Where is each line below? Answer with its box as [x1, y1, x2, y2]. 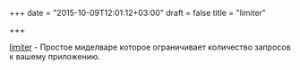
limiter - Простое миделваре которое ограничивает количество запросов [9, 42, 291, 52]
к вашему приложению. [9, 51, 101, 61]
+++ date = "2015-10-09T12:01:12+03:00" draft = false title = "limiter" [9, 8, 267, 18]
